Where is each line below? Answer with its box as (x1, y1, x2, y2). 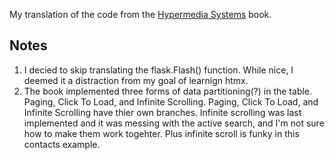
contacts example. (23, 138, 101, 150)
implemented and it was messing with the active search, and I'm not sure (23, 117, 325, 129)
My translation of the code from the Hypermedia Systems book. (9, 9, 272, 20)
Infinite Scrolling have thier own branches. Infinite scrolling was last (23, 106, 302, 118)
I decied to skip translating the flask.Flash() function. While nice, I (23, 64, 294, 76)
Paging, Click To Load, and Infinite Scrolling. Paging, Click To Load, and (23, 95, 319, 108)
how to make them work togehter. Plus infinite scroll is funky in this (23, 127, 300, 139)
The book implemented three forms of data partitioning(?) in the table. (23, 85, 313, 97)
